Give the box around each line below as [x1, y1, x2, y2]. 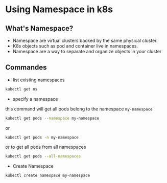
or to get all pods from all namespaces [5, 144, 86, 150]
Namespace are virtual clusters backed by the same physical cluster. [12, 37, 158, 43]
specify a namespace [12, 96, 58, 102]
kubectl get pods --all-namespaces [5, 154, 81, 159]
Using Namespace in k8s [5, 4, 113, 15]
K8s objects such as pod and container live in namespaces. [12, 43, 138, 49]
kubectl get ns [5, 86, 38, 91]
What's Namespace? [5, 24, 74, 33]
